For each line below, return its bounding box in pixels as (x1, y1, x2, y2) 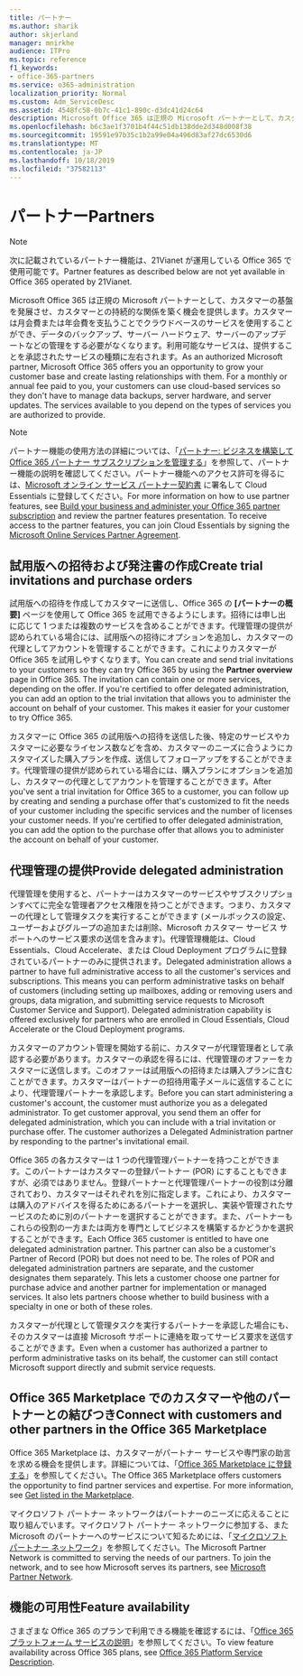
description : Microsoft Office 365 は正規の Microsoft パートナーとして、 (9, 114, 278, 123)
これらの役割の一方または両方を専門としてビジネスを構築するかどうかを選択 (9, 1222, 294, 1233)
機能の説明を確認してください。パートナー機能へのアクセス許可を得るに (16, 468, 286, 479)
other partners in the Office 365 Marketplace (9, 1422, 268, 1438)
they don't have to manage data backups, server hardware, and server (9, 390, 272, 402)
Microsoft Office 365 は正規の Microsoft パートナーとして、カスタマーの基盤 (9, 295, 294, 306)
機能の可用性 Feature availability (9, 1599, 191, 1616)
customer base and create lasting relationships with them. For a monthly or (9, 371, 288, 382)
